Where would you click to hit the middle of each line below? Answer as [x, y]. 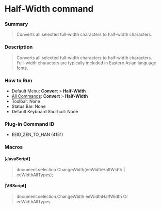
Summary [16, 24]
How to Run [18, 80]
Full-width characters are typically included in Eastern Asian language [86, 63]
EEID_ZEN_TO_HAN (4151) [37, 134]
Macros [14, 147]
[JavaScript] [17, 159]
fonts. [22, 68]
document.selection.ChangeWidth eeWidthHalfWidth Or [72, 196]
